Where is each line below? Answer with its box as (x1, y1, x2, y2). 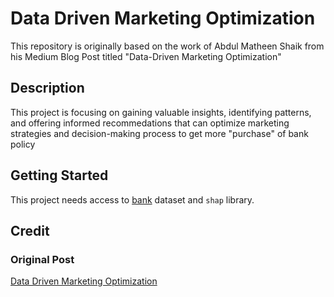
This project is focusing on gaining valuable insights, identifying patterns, (10, 106, 312, 118)
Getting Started (10, 167, 109, 184)
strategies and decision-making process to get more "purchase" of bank (10, 127, 309, 139)
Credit (10, 222, 50, 239)
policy (10, 138, 36, 150)
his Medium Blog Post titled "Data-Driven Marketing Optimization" (10, 50, 282, 62)
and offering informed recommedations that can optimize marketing (10, 117, 290, 129)
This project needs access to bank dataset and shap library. (10, 193, 255, 206)
